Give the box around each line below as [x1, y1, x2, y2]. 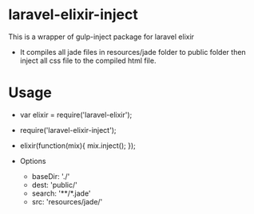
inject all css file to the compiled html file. [19, 56, 157, 65]
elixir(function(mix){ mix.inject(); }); [19, 141, 136, 150]
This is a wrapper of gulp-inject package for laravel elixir [8, 32, 194, 41]
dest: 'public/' [31, 180, 77, 189]
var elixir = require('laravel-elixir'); [19, 110, 133, 119]
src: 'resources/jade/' [31, 196, 103, 206]
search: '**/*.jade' [31, 189, 91, 198]
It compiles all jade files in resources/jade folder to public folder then [19, 47, 246, 56]
